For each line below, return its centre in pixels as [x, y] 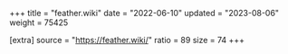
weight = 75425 [39, 22]
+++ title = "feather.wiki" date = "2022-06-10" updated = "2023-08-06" [144, 13]
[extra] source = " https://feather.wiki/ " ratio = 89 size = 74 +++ [127, 40]
